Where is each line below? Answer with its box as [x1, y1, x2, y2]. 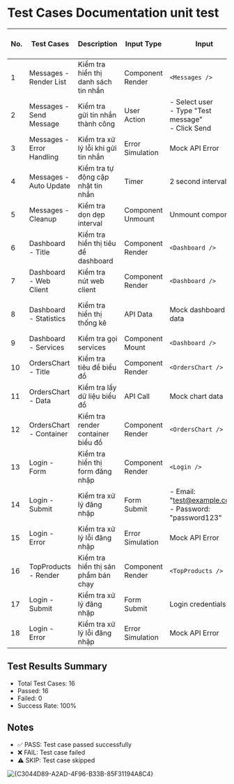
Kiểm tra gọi [77, 333, 118, 343]
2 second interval [169, 176, 227, 186]
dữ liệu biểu [77, 391, 116, 401]
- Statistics [29, 313, 66, 323]
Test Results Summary [7, 660, 108, 672]
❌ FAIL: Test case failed [17, 748, 86, 756]
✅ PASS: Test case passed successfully [17, 740, 132, 748]
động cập [77, 172, 109, 182]
